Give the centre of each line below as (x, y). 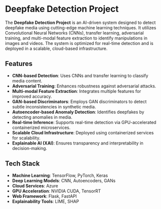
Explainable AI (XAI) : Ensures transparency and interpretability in (78, 143)
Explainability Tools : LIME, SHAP (45, 201)
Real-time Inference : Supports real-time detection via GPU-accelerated (84, 122)
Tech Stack (22, 164)
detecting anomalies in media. (42, 117)
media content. (27, 81)
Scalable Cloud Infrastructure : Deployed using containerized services (83, 132)
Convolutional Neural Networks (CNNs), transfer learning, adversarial (74, 33)
